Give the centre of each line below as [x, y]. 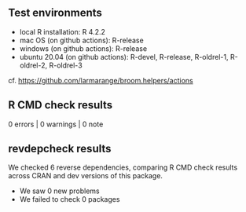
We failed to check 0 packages [70, 199]
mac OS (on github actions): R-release [81, 40]
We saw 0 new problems [59, 191]
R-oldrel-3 [66, 65]
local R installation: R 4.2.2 [62, 31]
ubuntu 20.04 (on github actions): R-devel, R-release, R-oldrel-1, [124, 57]
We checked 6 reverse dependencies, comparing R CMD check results [123, 167]
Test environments [55, 13]
